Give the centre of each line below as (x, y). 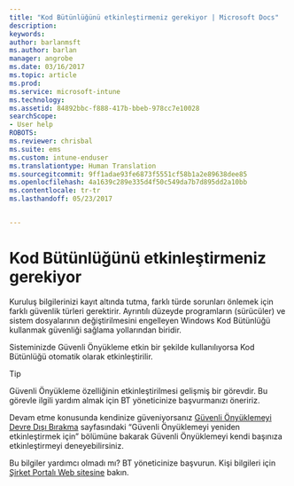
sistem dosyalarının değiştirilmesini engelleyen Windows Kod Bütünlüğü (140, 320)
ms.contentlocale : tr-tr (55, 191)
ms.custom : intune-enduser (59, 157)
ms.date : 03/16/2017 (47, 67)
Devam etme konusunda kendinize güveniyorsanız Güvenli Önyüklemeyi (140, 417)
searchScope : (33, 116)
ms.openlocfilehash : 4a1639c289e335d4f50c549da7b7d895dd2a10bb (128, 183)
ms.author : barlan (43, 51)
